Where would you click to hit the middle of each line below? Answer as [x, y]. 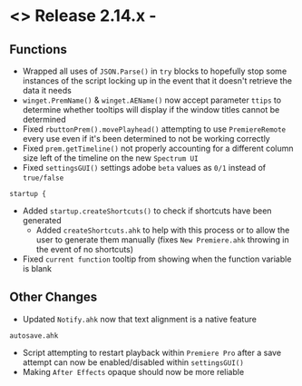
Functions [39, 49]
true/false [43, 178]
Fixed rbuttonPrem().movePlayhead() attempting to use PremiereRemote [154, 129]
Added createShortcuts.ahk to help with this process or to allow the [163, 230]
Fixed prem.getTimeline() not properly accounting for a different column [158, 148]
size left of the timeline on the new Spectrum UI [110, 158]
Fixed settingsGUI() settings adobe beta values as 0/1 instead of [144, 168]
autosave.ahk [34, 336]
